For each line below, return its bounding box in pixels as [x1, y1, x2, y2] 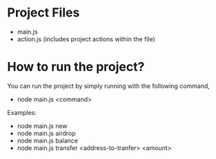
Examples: [7, 108, 37, 116]
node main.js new [17, 122, 68, 130]
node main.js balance [17, 136, 78, 145]
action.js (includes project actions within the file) [17, 34, 155, 43]
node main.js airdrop [17, 129, 76, 137]
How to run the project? [7, 59, 145, 75]
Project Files [7, 5, 80, 21]
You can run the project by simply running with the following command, [7, 81, 210, 90]
